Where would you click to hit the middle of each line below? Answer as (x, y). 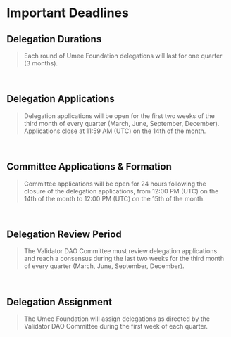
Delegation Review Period (64, 235)
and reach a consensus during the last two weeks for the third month (124, 259)
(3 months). (40, 63)
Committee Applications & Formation (89, 167)
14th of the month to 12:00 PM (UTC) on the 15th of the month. (114, 198)
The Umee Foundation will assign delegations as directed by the (117, 319)
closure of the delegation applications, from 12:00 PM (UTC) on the (121, 191)
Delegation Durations (54, 39)
